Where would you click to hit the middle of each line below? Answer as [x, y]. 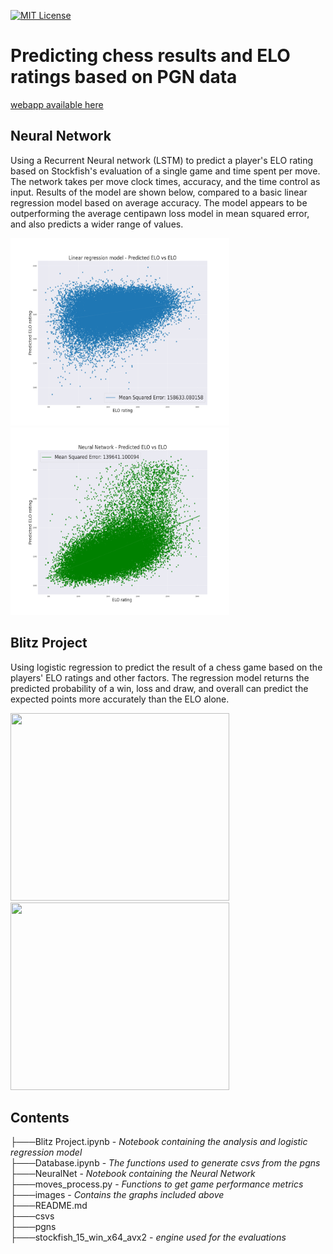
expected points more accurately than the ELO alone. [120, 699]
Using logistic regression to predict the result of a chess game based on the [166, 667]
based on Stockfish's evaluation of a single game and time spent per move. [165, 171]
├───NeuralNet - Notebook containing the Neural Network [133, 1174]
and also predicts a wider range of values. [97, 224]
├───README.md [49, 1206]
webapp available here [57, 104]
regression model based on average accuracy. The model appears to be [159, 202]
